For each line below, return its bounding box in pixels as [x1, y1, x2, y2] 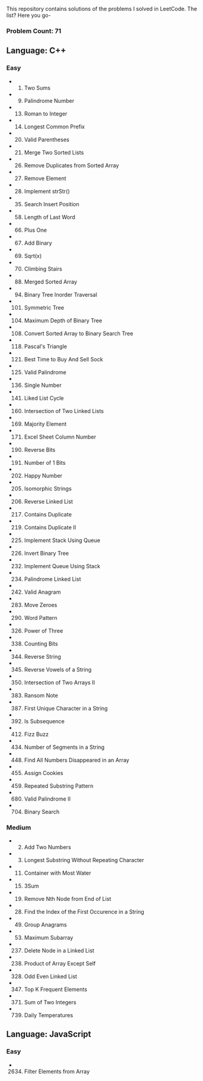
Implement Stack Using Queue [24, 537, 101, 544]
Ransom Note [24, 692, 59, 699]
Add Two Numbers [24, 843, 72, 850]
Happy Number [24, 471, 62, 479]
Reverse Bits [24, 446, 56, 453]
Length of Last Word [24, 213, 76, 221]
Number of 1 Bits [24, 459, 66, 466]
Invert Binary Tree [24, 549, 69, 557]
